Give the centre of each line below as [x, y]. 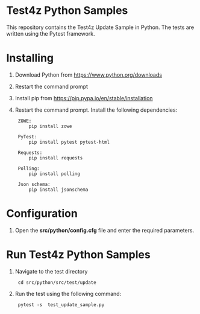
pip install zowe [50, 126]
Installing [30, 58]
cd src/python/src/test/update [57, 282]
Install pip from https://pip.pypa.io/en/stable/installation [84, 98]
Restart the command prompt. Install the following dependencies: [96, 110]
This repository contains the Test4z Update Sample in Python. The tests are [100, 27]
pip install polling [54, 174]
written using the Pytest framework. [51, 33]
